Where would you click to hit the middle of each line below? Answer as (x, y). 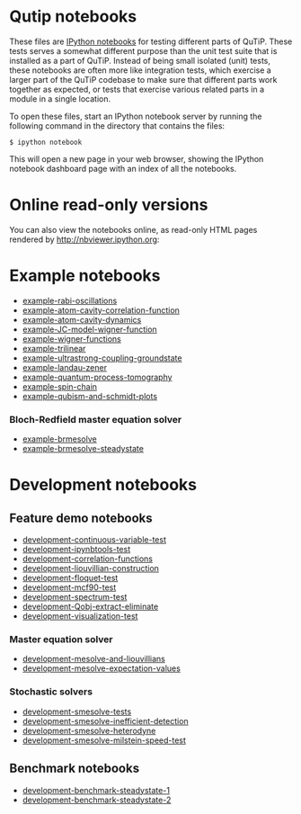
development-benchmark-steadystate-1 (96, 790)
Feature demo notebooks (81, 518)
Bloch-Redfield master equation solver (96, 419)
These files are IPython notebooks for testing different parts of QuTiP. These (151, 41)
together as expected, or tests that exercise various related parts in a (137, 89)
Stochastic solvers (51, 692)
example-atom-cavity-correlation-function (101, 310)
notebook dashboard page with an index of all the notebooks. (123, 168)
